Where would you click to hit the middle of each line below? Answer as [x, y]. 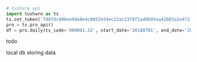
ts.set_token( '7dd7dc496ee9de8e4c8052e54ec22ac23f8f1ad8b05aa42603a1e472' [99, 19]
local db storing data [31, 53]
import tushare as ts [33, 14]
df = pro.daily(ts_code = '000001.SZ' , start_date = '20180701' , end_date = [95, 30]
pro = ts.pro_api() [30, 25]
